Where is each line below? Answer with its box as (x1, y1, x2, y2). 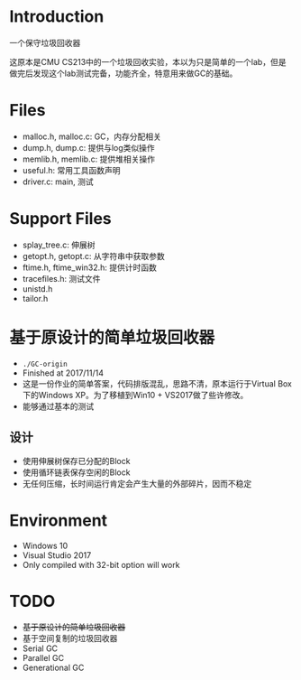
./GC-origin (22, 359, 68, 368)
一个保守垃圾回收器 (9, 37, 81, 48)
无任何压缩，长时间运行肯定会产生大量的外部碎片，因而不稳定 (22, 478, 252, 489)
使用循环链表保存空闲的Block (22, 467, 131, 478)
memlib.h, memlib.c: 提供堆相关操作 (22, 154, 156, 164)
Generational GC (22, 662, 85, 674)
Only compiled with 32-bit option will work (22, 559, 180, 570)
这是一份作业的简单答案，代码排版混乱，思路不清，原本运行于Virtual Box (22, 377, 293, 389)
